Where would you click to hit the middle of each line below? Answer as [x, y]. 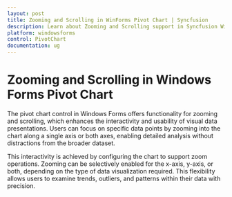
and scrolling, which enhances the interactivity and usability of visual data [112, 121]
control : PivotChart [37, 39]
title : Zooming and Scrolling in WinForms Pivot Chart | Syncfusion [108, 20]
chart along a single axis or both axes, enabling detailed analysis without [110, 135]
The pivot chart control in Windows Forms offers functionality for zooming [113, 113]
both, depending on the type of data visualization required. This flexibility [111, 171]
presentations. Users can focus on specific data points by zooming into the [114, 128]
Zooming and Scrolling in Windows [109, 80]
